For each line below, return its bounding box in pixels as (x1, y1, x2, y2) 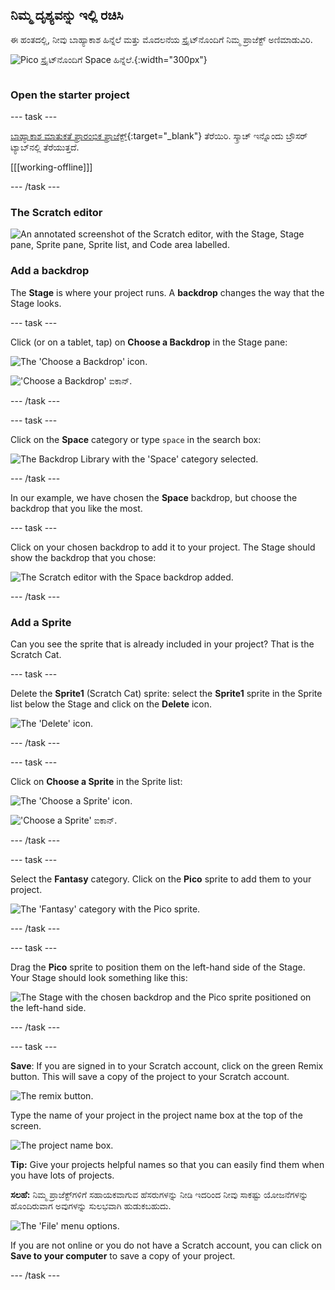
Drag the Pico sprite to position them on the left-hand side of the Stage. (10, 961, 306, 973)
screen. (10, 1120, 42, 1132)
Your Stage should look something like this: (10, 972, 188, 983)
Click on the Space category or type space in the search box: (10, 433, 262, 445)
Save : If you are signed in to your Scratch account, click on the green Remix (10, 1060, 324, 1072)
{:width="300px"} (133, 53, 208, 65)
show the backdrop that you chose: (10, 551, 157, 563)
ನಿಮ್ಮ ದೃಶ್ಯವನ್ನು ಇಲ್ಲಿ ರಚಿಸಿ (10, 7, 124, 24)
